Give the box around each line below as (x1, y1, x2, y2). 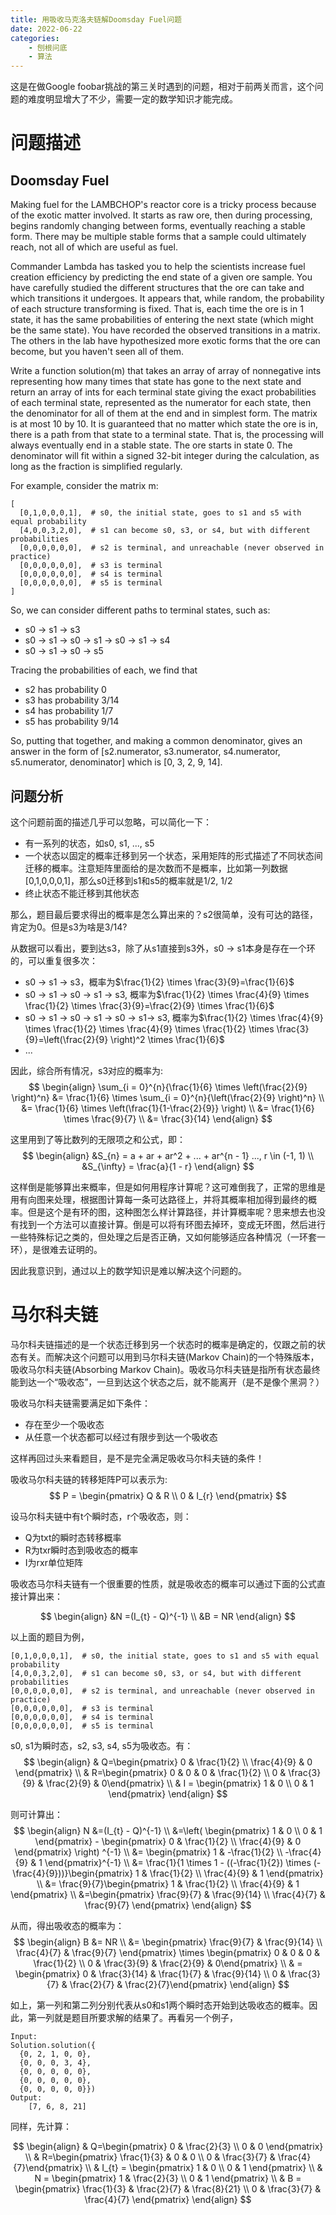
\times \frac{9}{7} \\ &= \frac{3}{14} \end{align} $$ (63, 1112, 273, 1125)
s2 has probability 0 (24, 684, 107, 696)
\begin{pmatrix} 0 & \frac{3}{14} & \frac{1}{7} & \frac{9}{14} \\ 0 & (14, 1967, 287, 1980)
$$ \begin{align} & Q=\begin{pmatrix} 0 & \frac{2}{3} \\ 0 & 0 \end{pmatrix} (12, 2140, 324, 2152)
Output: (10, 2092, 43, 2103)
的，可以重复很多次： (10, 954, 98, 966)
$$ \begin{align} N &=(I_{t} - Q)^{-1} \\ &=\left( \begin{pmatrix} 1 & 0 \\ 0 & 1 (13, 1824, 323, 1836)
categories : (10, 33, 60, 43)
